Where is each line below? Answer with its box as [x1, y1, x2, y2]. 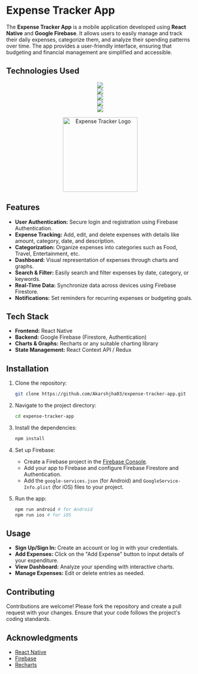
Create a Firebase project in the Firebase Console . [23, 457, 148, 465]
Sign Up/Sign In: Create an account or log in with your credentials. [14, 544, 179, 552]
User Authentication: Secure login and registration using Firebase [14, 218, 178, 225]
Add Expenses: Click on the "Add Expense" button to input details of [14, 551, 184, 558]
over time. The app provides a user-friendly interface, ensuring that [6, 42, 172, 50]
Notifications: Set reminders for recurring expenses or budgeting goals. [14, 294, 193, 301]
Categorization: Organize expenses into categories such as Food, [14, 243, 178, 251]
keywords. [14, 275, 41, 282]
